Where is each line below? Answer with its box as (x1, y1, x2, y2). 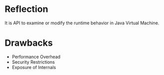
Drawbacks (4, 37, 53, 49)
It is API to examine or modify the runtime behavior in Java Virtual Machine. (4, 20, 160, 26)
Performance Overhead (11, 54, 61, 60)
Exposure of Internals (11, 64, 56, 70)
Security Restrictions (11, 59, 55, 65)
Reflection (4, 3, 48, 15)
